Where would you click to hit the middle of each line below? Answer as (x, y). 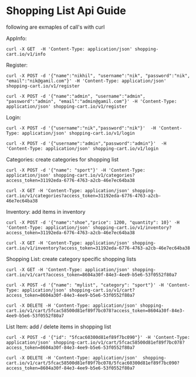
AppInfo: (17, 38)
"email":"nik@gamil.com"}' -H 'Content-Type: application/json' (86, 81)
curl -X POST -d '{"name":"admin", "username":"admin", (76, 96)
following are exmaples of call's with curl (55, 27)
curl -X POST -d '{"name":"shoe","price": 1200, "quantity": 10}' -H (93, 222)
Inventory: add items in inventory (46, 211)
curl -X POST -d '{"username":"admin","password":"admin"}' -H (86, 143)
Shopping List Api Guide (66, 11)
